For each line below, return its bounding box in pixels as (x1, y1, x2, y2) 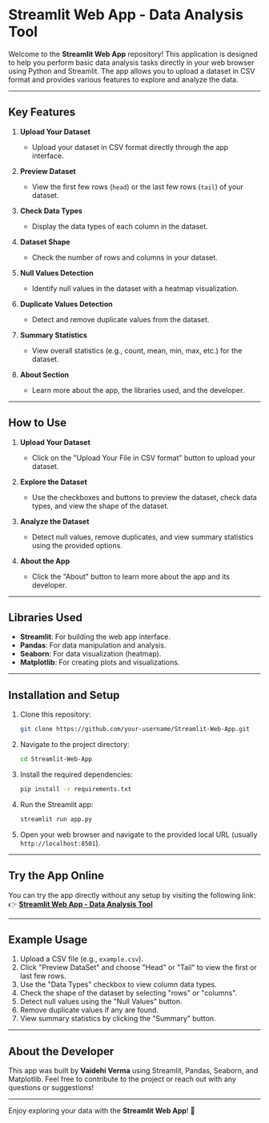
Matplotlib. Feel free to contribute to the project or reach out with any (8, 1074, 236, 1084)
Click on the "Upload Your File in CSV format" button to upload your (31, 453, 256, 463)
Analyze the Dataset (19, 516, 90, 526)
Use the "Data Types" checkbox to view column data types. (19, 980, 218, 989)
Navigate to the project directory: (19, 740, 130, 749)
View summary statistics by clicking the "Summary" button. (19, 1014, 216, 1024)
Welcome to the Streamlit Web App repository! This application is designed (8, 49, 258, 59)
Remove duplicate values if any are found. (19, 1005, 159, 1015)
